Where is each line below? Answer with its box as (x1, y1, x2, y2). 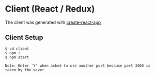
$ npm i (5, 50, 21, 55)
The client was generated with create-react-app (5, 19, 101, 25)
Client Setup (5, 33, 44, 42)
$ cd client (5, 46, 29, 51)
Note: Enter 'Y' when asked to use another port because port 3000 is (5, 63, 151, 68)
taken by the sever (5, 67, 45, 72)
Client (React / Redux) (5, 3, 95, 15)
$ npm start (5, 55, 29, 60)
